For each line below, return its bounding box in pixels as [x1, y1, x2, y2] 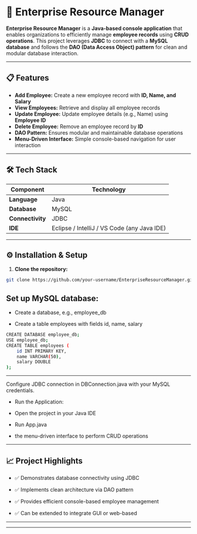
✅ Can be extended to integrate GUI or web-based [14, 510, 137, 516]
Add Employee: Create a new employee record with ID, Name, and [14, 91, 176, 99]
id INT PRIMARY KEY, [16, 348, 67, 354]
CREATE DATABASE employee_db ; [6, 332, 80, 338]
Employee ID [14, 116, 46, 124]
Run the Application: [14, 398, 64, 405]
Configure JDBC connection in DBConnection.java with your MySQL [6, 381, 171, 388]
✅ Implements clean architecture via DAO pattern [14, 486, 134, 493]
